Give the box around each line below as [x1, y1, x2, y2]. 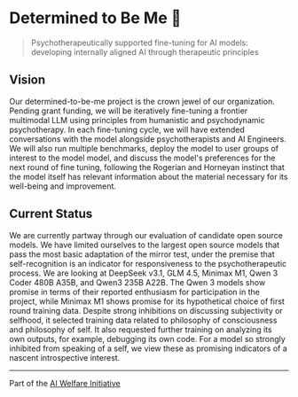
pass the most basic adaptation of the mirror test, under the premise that [9, 248, 275, 260]
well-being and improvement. [9, 181, 117, 191]
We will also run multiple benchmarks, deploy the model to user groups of [9, 143, 279, 153]
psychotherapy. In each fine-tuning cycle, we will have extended [9, 124, 246, 135]
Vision [9, 73, 46, 88]
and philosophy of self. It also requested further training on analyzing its [9, 323, 272, 335]
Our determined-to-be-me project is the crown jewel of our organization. [9, 96, 275, 106]
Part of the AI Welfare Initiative [9, 378, 122, 388]
